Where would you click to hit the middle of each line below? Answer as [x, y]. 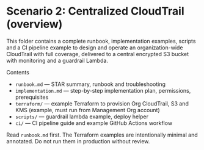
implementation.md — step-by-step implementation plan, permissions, [103, 90]
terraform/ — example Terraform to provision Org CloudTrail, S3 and [102, 103]
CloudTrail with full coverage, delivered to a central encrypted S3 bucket [98, 54]
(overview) [35, 24]
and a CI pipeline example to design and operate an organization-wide [95, 48]
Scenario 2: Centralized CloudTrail [95, 11]
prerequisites [32, 97]
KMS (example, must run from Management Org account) [87, 110]
